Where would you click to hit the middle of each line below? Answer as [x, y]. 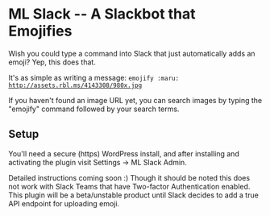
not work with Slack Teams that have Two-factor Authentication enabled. [129, 186]
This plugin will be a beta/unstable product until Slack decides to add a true [134, 195]
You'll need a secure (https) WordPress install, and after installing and [124, 153]
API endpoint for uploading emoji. [64, 203]
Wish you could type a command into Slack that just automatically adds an [132, 53]
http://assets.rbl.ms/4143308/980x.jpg [75, 85]
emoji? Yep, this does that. [52, 62]
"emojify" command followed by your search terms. [94, 109]
